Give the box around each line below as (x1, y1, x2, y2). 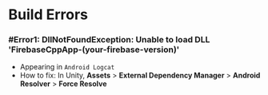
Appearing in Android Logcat (19, 62, 115, 72)
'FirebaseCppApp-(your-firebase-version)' (8, 44, 180, 55)
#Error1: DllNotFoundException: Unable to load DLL (8, 34, 210, 46)
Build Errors (8, 6, 89, 24)
